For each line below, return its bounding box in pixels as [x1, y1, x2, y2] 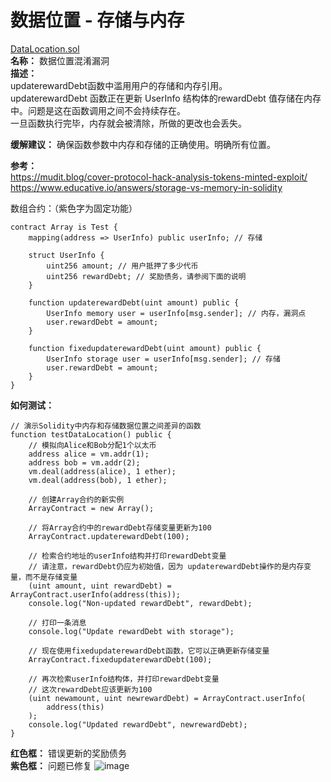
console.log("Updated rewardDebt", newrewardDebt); [28, 719, 248, 730]
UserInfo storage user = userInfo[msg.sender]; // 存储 [46, 354, 281, 364]
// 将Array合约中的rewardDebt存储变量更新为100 [28, 522, 212, 533]
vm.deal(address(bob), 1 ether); [28, 475, 168, 485]
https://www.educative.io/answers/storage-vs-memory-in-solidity [10, 181, 283, 193]
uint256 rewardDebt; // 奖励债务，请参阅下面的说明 [46, 271, 247, 281]
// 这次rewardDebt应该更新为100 [28, 684, 153, 695]
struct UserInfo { [28, 250, 105, 260]
